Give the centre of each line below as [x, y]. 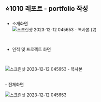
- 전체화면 [14, 85]
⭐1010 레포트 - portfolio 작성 [47, 9]
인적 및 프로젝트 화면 [31, 49]
